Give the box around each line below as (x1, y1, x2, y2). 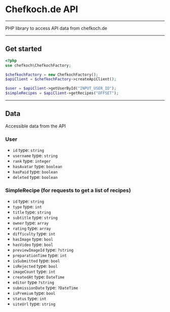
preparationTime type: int (12, 253, 67, 259)
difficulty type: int (12, 231, 56, 237)
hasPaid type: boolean (12, 169, 58, 175)
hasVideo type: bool (12, 241, 54, 247)
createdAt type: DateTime (12, 274, 65, 280)
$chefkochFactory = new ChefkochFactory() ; (5, 72, 99, 77)
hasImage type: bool (12, 236, 54, 242)
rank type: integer (12, 158, 51, 164)
